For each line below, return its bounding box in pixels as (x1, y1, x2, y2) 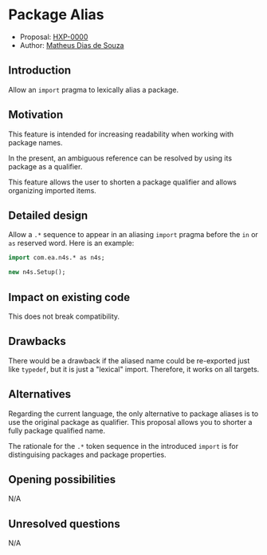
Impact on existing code (8, 290, 131, 304)
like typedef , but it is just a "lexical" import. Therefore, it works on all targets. (8, 364, 260, 374)
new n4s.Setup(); (8, 268, 66, 276)
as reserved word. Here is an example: (8, 238, 135, 248)
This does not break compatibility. (8, 311, 120, 321)
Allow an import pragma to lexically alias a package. (8, 85, 179, 94)
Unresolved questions (8, 517, 121, 530)
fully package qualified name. (8, 426, 106, 435)
